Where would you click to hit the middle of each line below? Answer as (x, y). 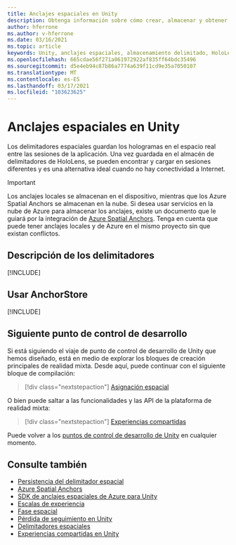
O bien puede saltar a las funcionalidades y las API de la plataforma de (110, 400)
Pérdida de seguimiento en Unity (65, 519)
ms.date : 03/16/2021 (38, 40)
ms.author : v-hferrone (40, 33)
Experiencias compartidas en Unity (68, 534)
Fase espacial (37, 511)
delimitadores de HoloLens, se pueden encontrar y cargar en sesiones (109, 162)
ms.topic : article (34, 46)
